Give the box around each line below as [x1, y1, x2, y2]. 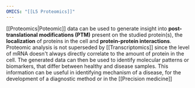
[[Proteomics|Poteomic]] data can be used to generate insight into [6, 25, 167, 32]
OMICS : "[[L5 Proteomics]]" [6, 8, 76, 15]
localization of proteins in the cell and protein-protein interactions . [6, 37, 171, 44]
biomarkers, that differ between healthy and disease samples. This [6, 63, 168, 70]
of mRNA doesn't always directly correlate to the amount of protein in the [6, 50, 184, 57]
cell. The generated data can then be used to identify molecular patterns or [6, 56, 189, 63]
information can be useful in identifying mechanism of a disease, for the [6, 69, 181, 76]
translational [6, 31, 38, 38]
